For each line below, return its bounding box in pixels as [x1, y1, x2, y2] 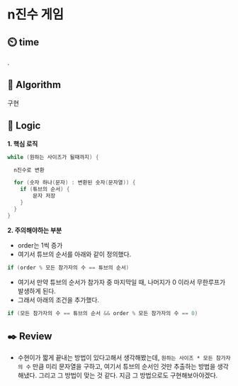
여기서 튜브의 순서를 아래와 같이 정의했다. [17, 250, 132, 258]
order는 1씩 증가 [17, 241, 63, 249]
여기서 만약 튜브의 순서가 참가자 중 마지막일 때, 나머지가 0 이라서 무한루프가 [17, 277, 226, 286]
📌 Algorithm [7, 79, 62, 91]
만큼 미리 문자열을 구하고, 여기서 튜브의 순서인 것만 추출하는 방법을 [32, 363, 216, 371]
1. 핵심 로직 [7, 139, 38, 148]
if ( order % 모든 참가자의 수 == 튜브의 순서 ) [7, 264, 130, 271]
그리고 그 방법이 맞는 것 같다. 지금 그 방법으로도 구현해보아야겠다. [38, 371, 218, 380]
